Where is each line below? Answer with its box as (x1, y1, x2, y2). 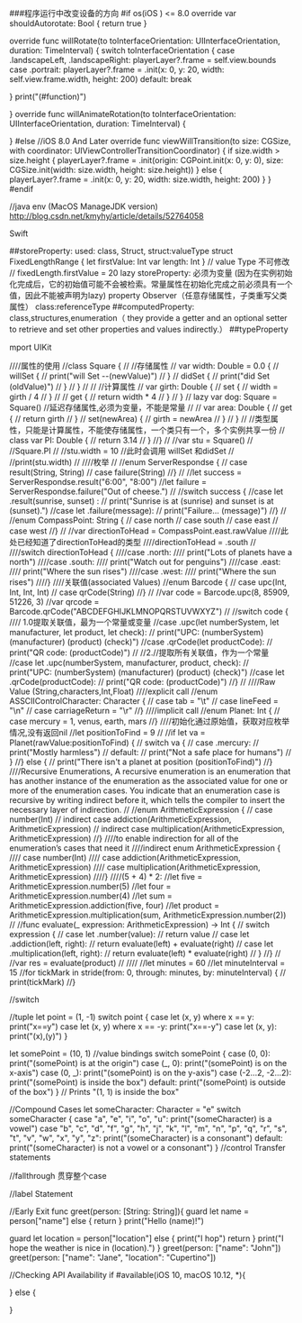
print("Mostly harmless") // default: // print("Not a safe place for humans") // (9, 747, 292, 757)
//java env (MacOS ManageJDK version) (9, 201, 159, 212)
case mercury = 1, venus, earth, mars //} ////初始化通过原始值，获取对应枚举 (9, 716, 290, 726)
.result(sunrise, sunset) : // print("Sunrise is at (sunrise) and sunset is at (9, 496, 274, 506)
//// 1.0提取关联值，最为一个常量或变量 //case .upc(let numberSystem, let (9, 616, 280, 627)
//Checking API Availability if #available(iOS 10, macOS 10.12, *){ (9, 1270, 246, 1280)
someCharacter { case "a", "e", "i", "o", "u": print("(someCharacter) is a (9, 1114, 272, 1124)
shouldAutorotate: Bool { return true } (9, 18, 147, 29)
